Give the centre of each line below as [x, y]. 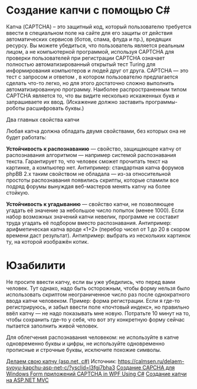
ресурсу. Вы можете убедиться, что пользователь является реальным [95, 45]
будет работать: [26, 137]
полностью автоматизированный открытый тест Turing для [81, 64]
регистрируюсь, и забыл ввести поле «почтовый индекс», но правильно [98, 307]
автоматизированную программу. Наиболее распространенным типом [96, 89]
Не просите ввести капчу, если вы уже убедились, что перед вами [91, 282]
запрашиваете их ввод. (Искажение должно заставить [75, 102]
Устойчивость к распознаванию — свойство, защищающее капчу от [94, 149]
